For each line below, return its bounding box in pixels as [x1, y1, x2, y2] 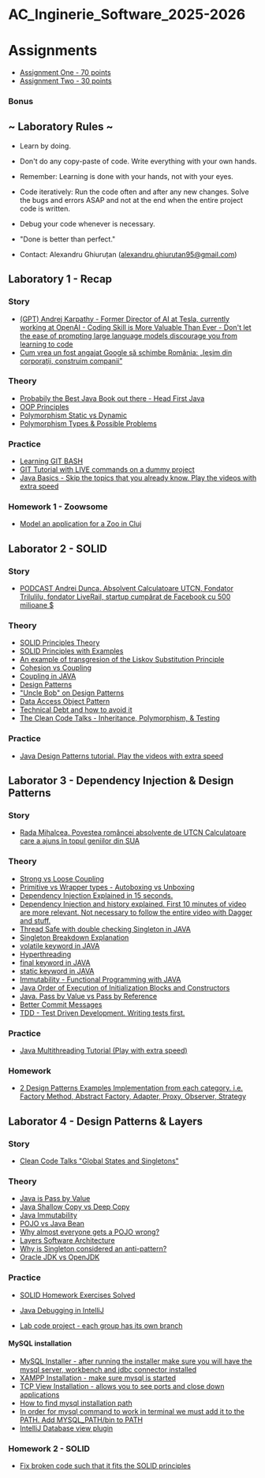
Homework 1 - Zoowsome [8, 501, 108, 512]
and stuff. [19, 915, 51, 925]
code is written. [19, 204, 71, 213]
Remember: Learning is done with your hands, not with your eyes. [19, 171, 234, 181]
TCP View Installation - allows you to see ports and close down [19, 1381, 225, 1390]
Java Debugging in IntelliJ [19, 1305, 104, 1315]
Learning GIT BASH [19, 456, 84, 466]
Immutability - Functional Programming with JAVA [19, 975, 181, 984]
